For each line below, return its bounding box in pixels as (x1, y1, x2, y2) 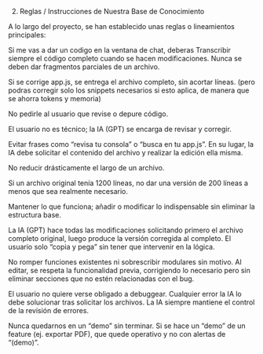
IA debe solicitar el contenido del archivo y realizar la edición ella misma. (8, 148, 243, 157)
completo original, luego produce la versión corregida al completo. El (8, 234, 232, 243)
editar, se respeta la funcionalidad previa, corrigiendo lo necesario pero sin (8, 266, 251, 275)
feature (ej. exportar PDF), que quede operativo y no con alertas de (8, 330, 226, 338)
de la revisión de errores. (8, 306, 89, 315)
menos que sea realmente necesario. (8, 187, 128, 195)
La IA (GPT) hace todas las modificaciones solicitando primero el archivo (8, 225, 243, 235)
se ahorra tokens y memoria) (8, 94, 102, 103)
